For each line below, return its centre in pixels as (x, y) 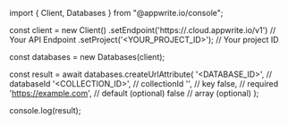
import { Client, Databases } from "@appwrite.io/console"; (116, 13)
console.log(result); (45, 110)
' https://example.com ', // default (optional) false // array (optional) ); (134, 93)
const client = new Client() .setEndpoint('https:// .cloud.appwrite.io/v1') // (143, 30)
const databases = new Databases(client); (87, 57)
